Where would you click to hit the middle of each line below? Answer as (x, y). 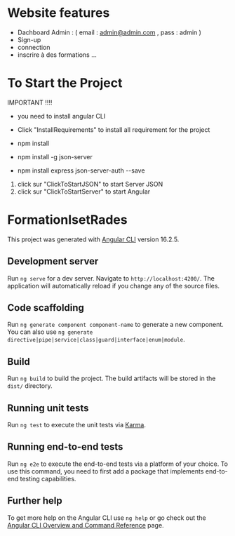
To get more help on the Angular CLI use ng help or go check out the (107, 518)
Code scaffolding (46, 308)
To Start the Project (65, 83)
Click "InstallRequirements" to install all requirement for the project (114, 129)
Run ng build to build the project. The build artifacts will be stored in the (112, 378)
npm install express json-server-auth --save (81, 170)
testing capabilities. (48, 478)
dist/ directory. (30, 386)
